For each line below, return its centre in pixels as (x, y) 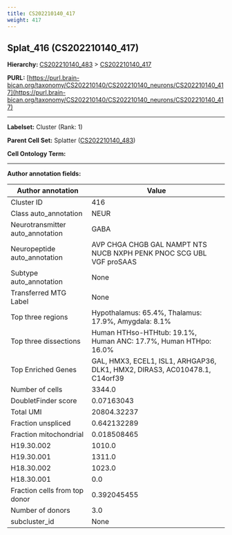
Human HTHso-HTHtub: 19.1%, (144, 333)
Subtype (25, 273)
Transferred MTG (39, 293)
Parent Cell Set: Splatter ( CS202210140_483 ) (71, 140)
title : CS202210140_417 (41, 13)
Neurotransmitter (38, 225)
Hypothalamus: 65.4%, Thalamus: (147, 313)
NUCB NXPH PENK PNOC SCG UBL (149, 253)
